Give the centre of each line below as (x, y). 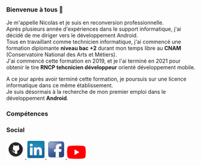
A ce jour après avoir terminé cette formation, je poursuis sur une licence (97, 79)
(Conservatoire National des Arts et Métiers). (61, 55)
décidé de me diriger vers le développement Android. (72, 35)
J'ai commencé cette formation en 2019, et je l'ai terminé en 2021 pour (94, 61)
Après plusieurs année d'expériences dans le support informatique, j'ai (94, 29)
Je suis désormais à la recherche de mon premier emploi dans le (86, 92)
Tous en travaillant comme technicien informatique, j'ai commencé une (94, 42)
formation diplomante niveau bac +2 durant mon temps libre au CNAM (94, 48)
